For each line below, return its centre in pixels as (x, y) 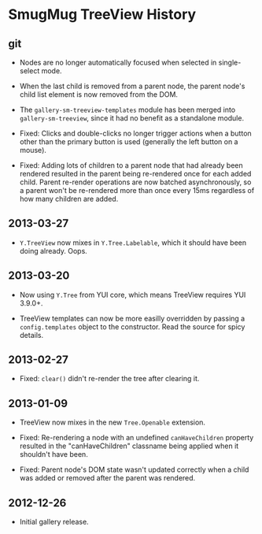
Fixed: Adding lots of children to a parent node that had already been (131, 165)
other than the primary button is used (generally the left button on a (129, 142)
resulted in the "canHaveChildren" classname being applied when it (129, 446)
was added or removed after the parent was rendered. (107, 478)
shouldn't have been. (54, 454)
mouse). (33, 150)
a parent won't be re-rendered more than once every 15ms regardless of (137, 190)
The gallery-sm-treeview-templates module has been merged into (127, 109)
